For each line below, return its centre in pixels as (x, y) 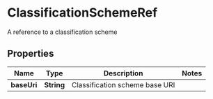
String (54, 84)
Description (123, 73)
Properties (31, 54)
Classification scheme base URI (123, 84)
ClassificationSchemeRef (82, 13)
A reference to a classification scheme (62, 32)
